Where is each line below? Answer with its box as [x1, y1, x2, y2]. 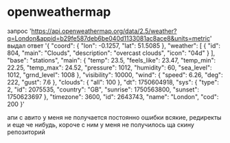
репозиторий [7, 128, 46, 136]
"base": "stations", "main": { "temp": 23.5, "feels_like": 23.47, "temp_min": [7, 56, 216, 64]
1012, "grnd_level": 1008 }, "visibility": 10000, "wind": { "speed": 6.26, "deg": [7, 70, 223, 79]
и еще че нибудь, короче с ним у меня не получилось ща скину [7, 120, 194, 129]
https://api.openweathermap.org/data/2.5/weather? [31, 27, 177, 35]
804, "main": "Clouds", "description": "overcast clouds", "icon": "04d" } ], [7, 49, 215, 57]
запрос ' [7, 27, 32, 35]
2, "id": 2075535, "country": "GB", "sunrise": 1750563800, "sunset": [7, 85, 200, 93]
